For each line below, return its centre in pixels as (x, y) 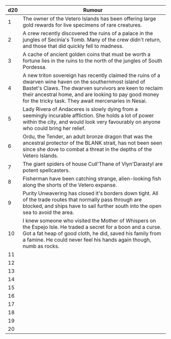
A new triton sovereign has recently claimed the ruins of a (91, 75)
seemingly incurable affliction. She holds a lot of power (88, 115)
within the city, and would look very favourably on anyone (92, 122)
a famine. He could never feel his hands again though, (87, 240)
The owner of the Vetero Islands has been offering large (89, 19)
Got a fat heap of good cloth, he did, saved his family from (92, 233)
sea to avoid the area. (48, 212)
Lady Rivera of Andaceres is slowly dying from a (80, 109)
